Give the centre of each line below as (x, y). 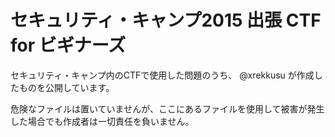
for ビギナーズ (68, 45)
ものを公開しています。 (66, 87)
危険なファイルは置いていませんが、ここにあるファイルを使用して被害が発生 (167, 108)
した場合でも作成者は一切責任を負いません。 (102, 121)
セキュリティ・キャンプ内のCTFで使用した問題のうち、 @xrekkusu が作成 (162, 75)
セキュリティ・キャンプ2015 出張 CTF (166, 20)
